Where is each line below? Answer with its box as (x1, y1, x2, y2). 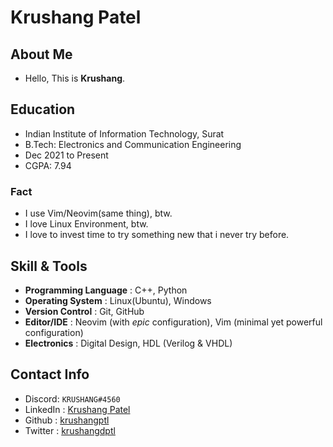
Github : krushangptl (24, 414, 110, 426)
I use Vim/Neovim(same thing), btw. (24, 207, 173, 220)
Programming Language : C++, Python (24, 284, 188, 296)
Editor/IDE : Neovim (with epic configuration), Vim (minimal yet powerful (24, 316, 323, 328)
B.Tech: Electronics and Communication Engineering (24, 138, 242, 150)
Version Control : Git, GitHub (24, 305, 145, 317)
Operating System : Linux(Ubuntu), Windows (24, 294, 212, 306)
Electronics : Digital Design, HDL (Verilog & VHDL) (24, 337, 233, 349)
